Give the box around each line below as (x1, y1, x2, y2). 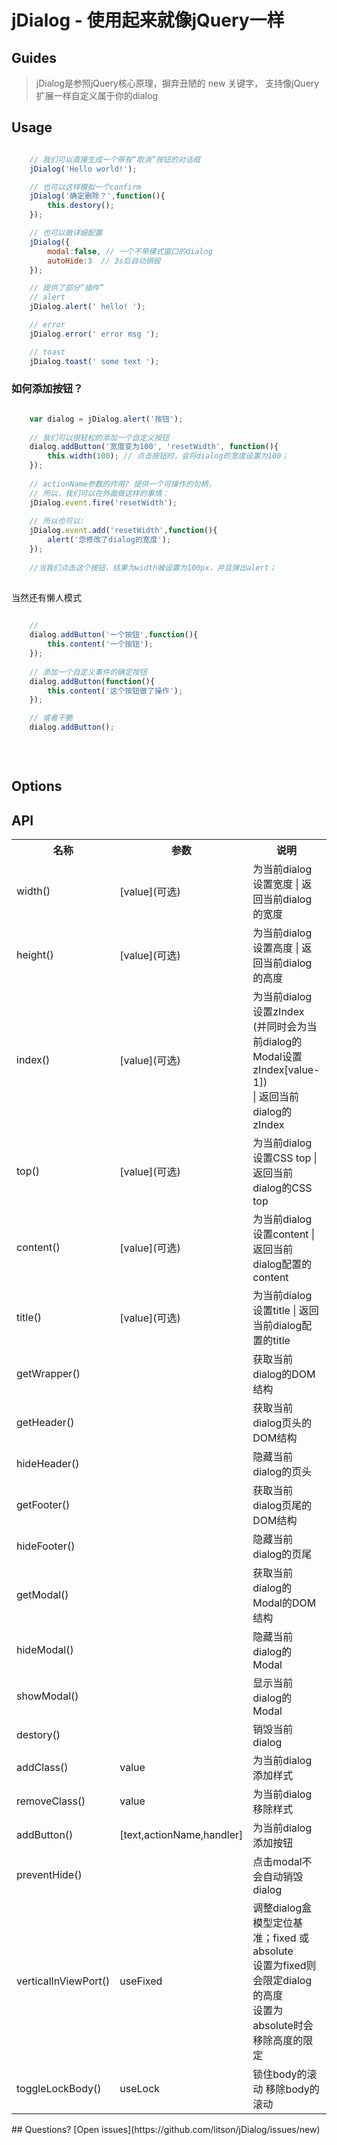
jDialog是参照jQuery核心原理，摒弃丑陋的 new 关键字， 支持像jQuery (35, 77, 320, 89)
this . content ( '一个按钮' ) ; (47, 639, 154, 650)
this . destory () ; (47, 201, 115, 211)
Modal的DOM (252, 1596, 317, 1610)
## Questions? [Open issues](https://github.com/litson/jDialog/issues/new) (11, 2123, 321, 2135)
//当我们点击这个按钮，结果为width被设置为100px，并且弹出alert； (29, 562, 277, 573)
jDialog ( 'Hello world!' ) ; (29, 164, 138, 174)
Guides (11, 49, 58, 66)
